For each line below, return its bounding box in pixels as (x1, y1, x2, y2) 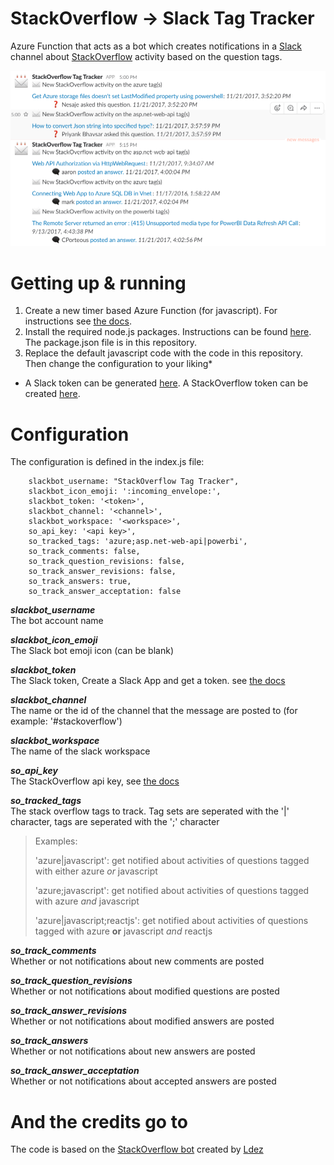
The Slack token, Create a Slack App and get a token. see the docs (10, 675, 286, 687)
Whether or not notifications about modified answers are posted (10, 1015, 275, 1027)
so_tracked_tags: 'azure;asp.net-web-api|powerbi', (28, 537, 248, 547)
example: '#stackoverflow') (10, 715, 123, 727)
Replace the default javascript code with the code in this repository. (24, 347, 304, 359)
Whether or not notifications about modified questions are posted (10, 985, 280, 997)
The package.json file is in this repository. (24, 337, 198, 349)
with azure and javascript (34, 895, 140, 907)
